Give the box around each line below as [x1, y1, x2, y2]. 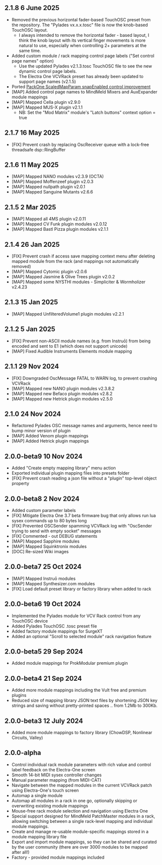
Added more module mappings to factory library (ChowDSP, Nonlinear [11, 730, 152, 735]
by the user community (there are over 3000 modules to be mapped [11, 844, 148, 850]
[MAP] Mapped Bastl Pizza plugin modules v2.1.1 [11, 226, 109, 232]
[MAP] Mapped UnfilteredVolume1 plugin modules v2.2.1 [11, 311, 124, 317]
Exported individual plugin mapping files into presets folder [11, 470, 130, 476]
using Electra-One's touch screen [11, 787, 79, 793]
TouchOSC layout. [11, 27, 48, 33]
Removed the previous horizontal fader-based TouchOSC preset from [11, 16, 151, 22]
